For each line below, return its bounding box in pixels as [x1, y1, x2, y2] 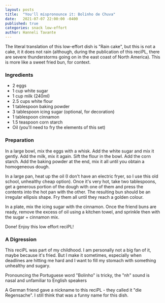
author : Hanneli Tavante [5, 30, 56, 35]
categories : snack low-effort [5, 26, 67, 30]
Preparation [5, 137, 34, 144]
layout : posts [5, 7, 34, 12]
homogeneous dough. [5, 163, 50, 170]
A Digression [5, 236, 37, 242]
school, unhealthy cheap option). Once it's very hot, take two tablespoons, [5, 178, 157, 184]
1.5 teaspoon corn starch [12, 119, 63, 125]
